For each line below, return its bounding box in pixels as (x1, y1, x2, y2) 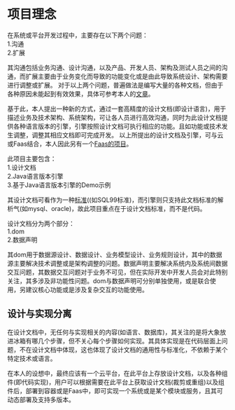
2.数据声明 (7, 235, 38, 244)
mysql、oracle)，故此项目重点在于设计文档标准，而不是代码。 (27, 204, 206, 212)
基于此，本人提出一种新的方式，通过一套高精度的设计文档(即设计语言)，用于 (7, 104, 227, 113)
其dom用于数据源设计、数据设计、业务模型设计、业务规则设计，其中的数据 (7, 250, 222, 259)
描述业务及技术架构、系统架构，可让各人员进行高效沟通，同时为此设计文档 (7, 113, 222, 121)
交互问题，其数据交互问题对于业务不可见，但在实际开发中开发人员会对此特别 (7, 268, 228, 276)
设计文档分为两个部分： (7, 219, 75, 228)
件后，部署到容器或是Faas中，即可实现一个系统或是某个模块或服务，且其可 (7, 386, 224, 395)
